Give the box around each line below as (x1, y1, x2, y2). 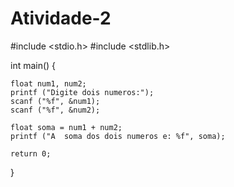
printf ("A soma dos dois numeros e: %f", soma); (10, 131, 226, 141)
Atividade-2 (10, 7, 112, 30)
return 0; (10, 148, 52, 159)
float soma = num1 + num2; (10, 122, 123, 132)
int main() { (10, 59, 57, 71)
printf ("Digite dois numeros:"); (10, 87, 155, 97)
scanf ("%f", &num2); (10, 105, 101, 115)
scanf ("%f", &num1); (10, 96, 101, 106)
